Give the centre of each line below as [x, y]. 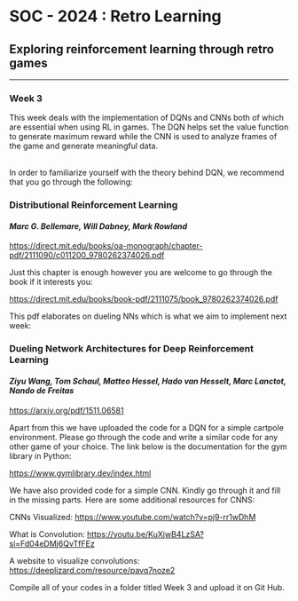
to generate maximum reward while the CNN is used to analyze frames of [143, 137]
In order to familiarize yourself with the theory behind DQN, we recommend [147, 173]
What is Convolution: [47, 534]
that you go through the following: [71, 182]
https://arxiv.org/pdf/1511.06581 [67, 410]
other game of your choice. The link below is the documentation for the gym [149, 447]
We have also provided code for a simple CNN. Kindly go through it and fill [145, 490]
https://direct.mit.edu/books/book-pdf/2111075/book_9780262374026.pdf [144, 299]
